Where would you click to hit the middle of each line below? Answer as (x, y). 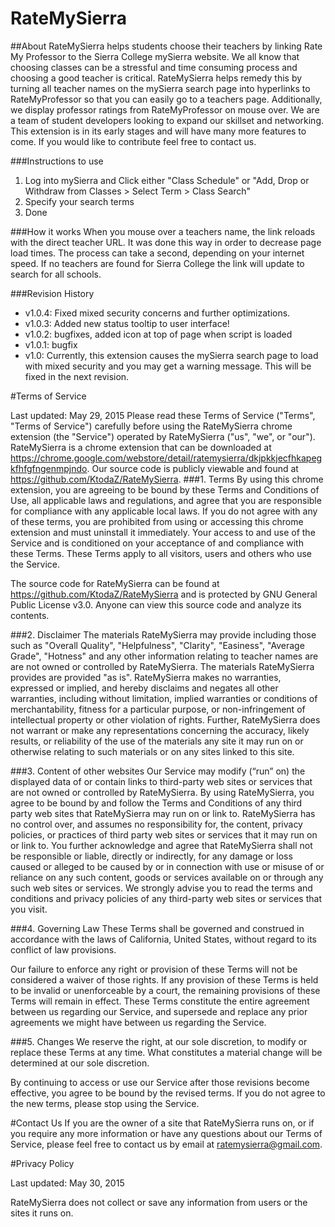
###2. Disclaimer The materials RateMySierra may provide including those (163, 634)
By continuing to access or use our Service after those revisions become (160, 1082)
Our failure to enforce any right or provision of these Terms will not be (154, 969)
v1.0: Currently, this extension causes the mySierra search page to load (171, 355)
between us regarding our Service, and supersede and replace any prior (159, 1011)
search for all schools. (56, 274)
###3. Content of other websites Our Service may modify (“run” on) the (158, 771)
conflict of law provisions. (63, 949)
